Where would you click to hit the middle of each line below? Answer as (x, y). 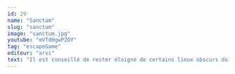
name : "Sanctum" (31, 20)
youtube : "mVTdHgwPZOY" (42, 40)
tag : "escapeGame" (34, 47)
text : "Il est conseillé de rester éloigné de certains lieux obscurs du (118, 60)
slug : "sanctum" (31, 27)
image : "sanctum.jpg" (39, 33)
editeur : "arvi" (31, 54)
